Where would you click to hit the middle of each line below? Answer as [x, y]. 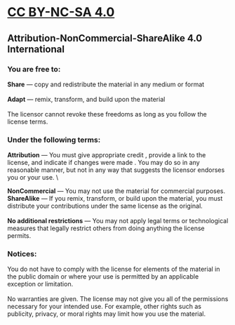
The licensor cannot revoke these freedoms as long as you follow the [107, 114]
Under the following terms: [54, 140]
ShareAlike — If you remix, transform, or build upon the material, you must [115, 199]
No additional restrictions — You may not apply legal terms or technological [118, 221]
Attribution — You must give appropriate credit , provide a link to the [107, 155]
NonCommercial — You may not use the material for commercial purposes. [116, 191]
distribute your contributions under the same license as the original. [105, 206]
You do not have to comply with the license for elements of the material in [114, 269]
